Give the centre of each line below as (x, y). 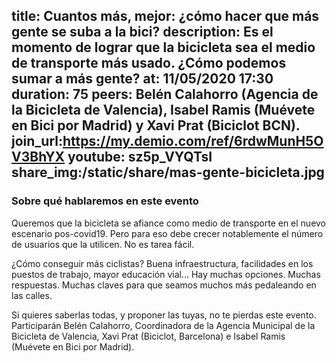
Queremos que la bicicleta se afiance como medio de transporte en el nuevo (169, 223)
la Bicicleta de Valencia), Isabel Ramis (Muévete (163, 110)
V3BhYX (38, 157)
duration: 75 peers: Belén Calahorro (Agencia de (165, 94)
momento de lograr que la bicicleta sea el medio (163, 47)
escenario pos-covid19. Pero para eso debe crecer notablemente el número (167, 233)
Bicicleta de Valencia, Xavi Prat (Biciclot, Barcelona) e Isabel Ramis (148, 336)
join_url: (37, 141)
